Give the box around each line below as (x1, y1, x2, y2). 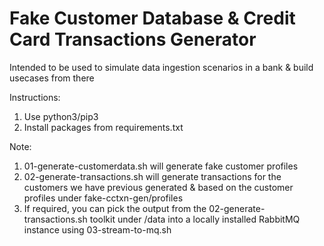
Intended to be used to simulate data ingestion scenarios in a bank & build (9, 61, 314, 73)
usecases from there (9, 72, 95, 84)
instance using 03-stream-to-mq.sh (23, 223, 172, 236)
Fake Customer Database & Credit (9, 7, 296, 30)
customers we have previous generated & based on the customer (23, 181, 294, 193)
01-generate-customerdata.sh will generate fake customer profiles (23, 160, 299, 172)
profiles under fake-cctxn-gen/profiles (23, 192, 184, 204)
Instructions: (9, 91, 61, 103)
